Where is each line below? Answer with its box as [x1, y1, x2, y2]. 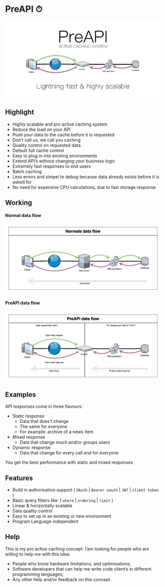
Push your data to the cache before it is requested [12, 132, 115, 137]
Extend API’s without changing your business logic [12, 158, 115, 164]
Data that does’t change [19, 418, 69, 424]
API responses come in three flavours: [5, 404, 83, 409]
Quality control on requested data [12, 142, 81, 148]
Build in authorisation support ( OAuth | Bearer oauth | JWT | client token [12, 487, 159, 493]
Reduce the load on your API [12, 126, 71, 132]
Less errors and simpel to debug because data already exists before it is [12, 174, 160, 180]
